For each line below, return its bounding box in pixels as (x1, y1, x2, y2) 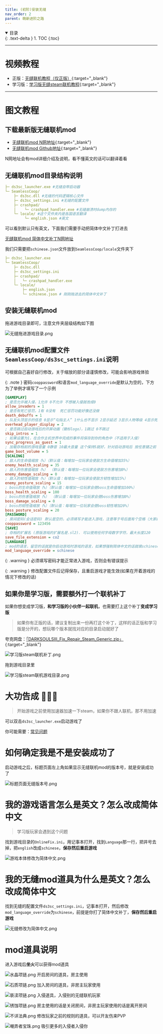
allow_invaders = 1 (5, 404, 44, 409)
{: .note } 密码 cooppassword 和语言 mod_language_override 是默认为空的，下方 (5, 379, 155, 385)
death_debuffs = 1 (5, 413, 42, 418)
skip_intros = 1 (5, 431, 38, 436)
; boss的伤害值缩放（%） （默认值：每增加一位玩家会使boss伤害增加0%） (5, 494, 133, 499)
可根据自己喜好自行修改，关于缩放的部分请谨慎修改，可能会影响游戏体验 (5, 369, 149, 375)
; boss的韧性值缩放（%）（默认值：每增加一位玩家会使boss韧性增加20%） (5, 503, 131, 508)
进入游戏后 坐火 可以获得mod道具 (5, 961, 69, 967)
